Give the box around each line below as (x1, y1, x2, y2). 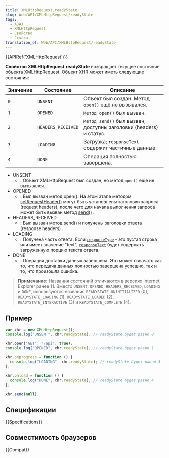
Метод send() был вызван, (83, 117, 146, 124)
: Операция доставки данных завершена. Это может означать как (20, 257, 162, 263)
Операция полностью (83, 152, 137, 160)
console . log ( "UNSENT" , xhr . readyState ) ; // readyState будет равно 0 (5, 332, 154, 337)
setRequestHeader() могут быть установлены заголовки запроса (20, 198, 159, 204)
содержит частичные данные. (83, 144, 157, 151)
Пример (5, 314, 32, 323)
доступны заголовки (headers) (83, 124, 158, 131)
